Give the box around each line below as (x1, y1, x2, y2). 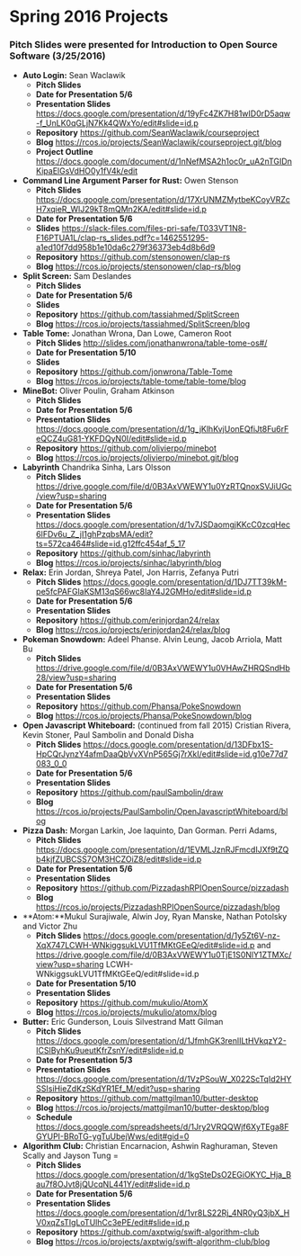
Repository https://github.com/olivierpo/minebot (35, 443, 217, 453)
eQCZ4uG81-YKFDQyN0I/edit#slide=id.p (35, 434, 187, 444)
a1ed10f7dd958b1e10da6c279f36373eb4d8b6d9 (35, 242, 216, 253)
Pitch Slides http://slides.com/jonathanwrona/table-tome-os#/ (35, 337, 268, 348)
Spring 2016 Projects (9, 6, 169, 27)
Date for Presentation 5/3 (35, 1054, 133, 1065)
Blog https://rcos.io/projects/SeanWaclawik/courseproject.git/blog (35, 137, 282, 148)
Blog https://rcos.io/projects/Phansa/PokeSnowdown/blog (35, 711, 252, 722)
